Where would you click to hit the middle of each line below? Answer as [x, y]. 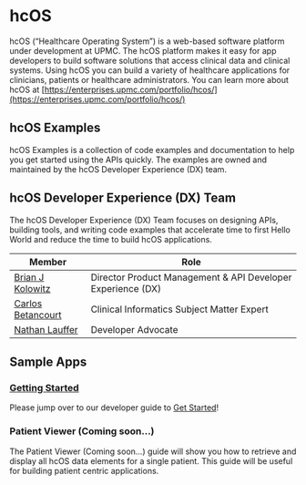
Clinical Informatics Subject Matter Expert [179, 309]
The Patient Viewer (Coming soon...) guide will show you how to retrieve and [153, 451]
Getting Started [44, 387]
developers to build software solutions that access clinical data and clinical [150, 60]
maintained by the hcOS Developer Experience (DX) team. [118, 169]
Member [47, 262]
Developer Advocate [134, 329]
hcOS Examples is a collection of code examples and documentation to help [152, 150]
